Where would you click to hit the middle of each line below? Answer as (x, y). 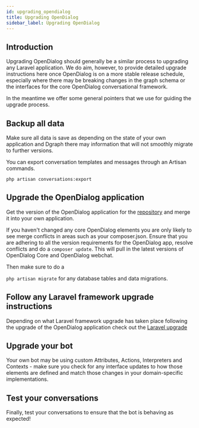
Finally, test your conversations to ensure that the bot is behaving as (90, 412)
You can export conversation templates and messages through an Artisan (96, 162)
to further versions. (30, 150)
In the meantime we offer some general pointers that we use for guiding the (99, 98)
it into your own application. (40, 218)
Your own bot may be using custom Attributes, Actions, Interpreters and (94, 360)
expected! (18, 419)
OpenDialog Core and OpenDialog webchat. (60, 255)
